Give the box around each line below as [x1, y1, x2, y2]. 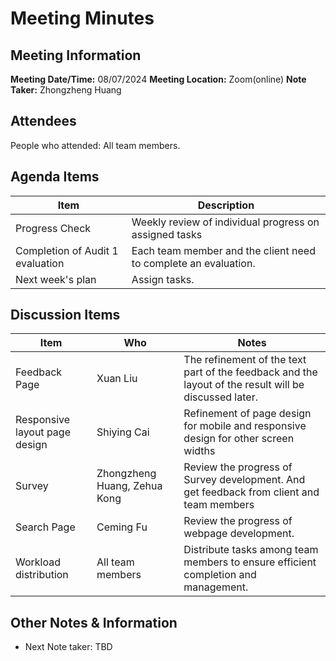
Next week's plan [15, 272, 97, 286]
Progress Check [15, 221, 92, 235]
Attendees [10, 113, 77, 130]
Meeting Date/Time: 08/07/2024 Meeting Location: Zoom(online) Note [10, 73, 307, 85]
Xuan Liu [96, 372, 138, 386]
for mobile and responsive [183, 419, 307, 433]
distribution [15, 568, 69, 582]
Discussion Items [10, 307, 121, 324]
